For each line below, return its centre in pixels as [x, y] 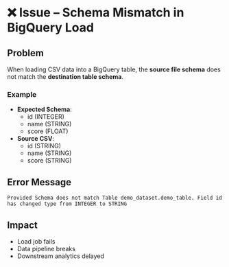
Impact [22, 225]
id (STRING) [44, 146]
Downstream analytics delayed [61, 256]
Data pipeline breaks [46, 248]
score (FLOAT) [48, 131]
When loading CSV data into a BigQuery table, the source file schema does [114, 69]
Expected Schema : [44, 109]
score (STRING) [49, 161]
